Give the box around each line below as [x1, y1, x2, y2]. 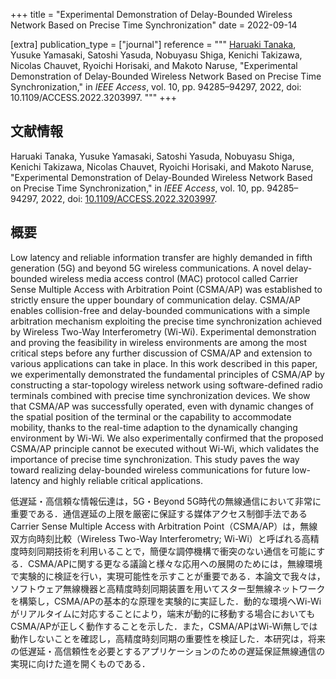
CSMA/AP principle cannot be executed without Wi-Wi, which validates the [10, 442, 320, 454]
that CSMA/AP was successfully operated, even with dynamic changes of [10, 400, 314, 412]
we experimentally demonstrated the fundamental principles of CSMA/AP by [10, 368, 325, 380]
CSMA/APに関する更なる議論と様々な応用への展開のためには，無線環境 [27, 557, 323, 569]
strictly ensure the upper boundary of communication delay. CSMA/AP [10, 294, 301, 306]
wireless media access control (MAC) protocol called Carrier [49, 272, 299, 284]
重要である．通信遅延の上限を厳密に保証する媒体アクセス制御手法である [10, 507, 308, 519]
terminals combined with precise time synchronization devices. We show [10, 389, 311, 401]
